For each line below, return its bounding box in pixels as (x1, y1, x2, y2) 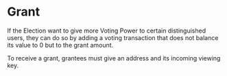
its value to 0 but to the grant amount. (7, 41, 114, 49)
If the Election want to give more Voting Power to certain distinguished (7, 26, 206, 35)
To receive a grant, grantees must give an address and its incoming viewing (7, 54, 221, 62)
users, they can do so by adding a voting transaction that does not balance (7, 33, 219, 41)
